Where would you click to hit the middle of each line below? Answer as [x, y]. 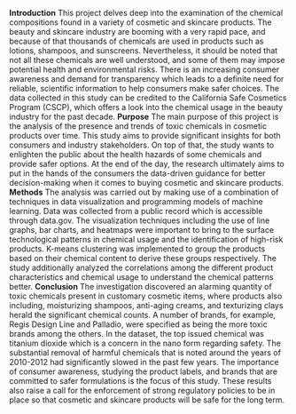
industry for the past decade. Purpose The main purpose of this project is [144, 116]
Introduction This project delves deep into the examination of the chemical [146, 13]
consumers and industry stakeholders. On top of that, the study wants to [142, 145]
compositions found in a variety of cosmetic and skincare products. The [140, 22]
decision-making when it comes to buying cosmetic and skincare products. [147, 183]
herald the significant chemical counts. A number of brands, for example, [143, 315]
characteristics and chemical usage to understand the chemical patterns [141, 277]
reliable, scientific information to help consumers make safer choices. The [144, 88]
